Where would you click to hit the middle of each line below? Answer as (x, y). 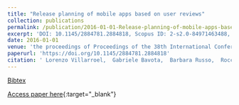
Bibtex (17, 80)
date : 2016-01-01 (33, 40)
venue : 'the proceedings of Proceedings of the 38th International (110, 47)
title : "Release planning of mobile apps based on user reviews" (106, 14)
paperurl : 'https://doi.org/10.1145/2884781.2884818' (89, 54)
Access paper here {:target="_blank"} (62, 94)
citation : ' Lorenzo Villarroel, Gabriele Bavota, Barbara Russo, (111, 60)
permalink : (23, 27)
